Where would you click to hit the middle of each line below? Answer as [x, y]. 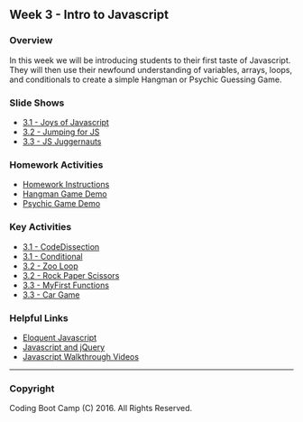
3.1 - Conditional [52, 256]
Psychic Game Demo [61, 204]
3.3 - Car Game [51, 294]
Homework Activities [56, 164]
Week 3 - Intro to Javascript [89, 15]
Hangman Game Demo [64, 194]
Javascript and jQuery [64, 347]
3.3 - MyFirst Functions [66, 285]
